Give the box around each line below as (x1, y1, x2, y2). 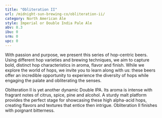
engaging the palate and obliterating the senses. (5, 77, 102, 83)
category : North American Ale (5, 16, 66, 21)
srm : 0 (5, 34, 18, 39)
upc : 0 (5, 39, 18, 44)
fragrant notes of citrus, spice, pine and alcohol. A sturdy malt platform (5, 92, 147, 98)
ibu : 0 (5, 29, 18, 34)
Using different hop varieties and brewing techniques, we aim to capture (5, 57, 149, 63)
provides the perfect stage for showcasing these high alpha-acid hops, (5, 97, 147, 103)
